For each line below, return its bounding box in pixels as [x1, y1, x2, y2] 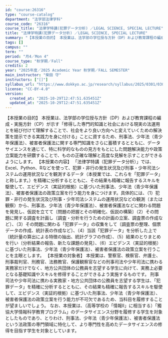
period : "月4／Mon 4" [5, 54, 49, 59]
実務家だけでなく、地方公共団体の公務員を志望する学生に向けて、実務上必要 [5, 265, 163, 271]
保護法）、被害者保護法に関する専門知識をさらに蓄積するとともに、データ [9, 140, 161, 146]
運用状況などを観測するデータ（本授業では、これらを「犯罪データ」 [22, 171, 163, 177]
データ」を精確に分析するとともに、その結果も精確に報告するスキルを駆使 [9, 284, 163, 290]
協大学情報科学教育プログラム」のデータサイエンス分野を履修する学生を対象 [5, 309, 163, 315]
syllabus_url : [5, 82, 35, 87]
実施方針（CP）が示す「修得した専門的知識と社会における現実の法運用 [13, 121, 160, 127]
